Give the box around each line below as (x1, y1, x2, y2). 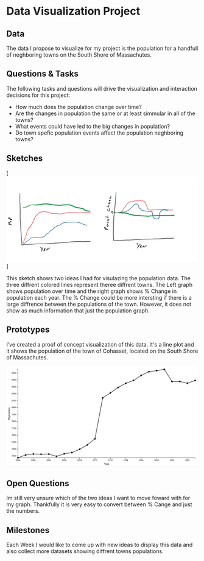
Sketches (6, 153, 43, 164)
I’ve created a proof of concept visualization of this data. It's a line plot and (6, 340, 194, 348)
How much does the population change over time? (15, 103, 142, 110)
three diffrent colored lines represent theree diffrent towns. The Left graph (6, 281, 193, 289)
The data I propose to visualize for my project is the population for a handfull (6, 44, 199, 52)
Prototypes (6, 325, 50, 335)
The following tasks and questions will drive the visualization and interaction (6, 85, 198, 92)
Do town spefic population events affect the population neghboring (15, 129, 184, 136)
